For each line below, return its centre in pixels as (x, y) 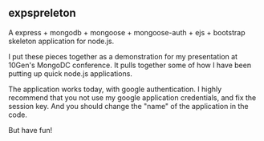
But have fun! (30, 130)
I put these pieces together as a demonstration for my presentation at (123, 56)
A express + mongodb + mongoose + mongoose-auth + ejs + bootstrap (127, 32)
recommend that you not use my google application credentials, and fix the (132, 97)
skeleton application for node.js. (61, 41)
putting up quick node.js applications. (70, 73)
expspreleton (42, 13)
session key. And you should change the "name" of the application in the (128, 106)
